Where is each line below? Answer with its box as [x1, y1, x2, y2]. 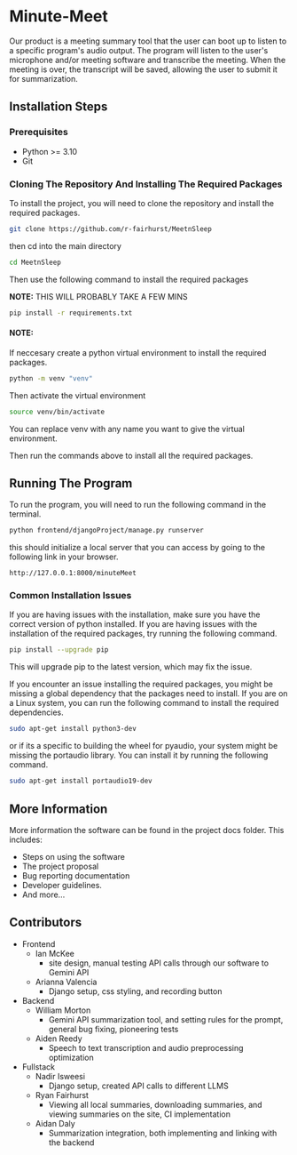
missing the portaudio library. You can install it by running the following [9, 750, 269, 761]
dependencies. [9, 707, 64, 718]
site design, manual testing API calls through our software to [48, 958, 269, 968]
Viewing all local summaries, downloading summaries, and [48, 1099, 263, 1110]
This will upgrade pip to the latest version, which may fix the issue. [9, 662, 253, 672]
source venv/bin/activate [9, 407, 105, 416]
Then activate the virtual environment [9, 389, 146, 401]
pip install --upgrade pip [9, 646, 109, 654]
